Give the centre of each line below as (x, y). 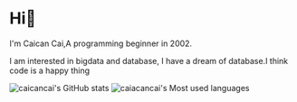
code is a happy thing (50, 70)
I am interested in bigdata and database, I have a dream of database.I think (149, 60)
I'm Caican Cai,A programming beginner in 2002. (101, 43)
